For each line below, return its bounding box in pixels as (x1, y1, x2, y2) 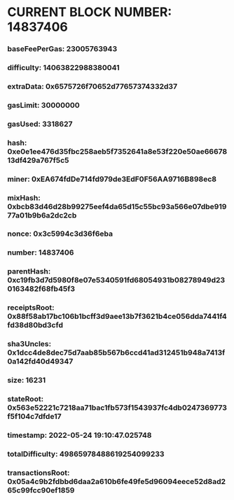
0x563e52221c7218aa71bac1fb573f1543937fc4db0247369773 (7, 403, 228, 413)
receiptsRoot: (7, 303, 55, 313)
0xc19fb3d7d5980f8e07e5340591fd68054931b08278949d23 (7, 276, 226, 285)
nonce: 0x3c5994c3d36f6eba (7, 229, 113, 238)
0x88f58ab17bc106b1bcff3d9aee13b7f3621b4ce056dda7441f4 (7, 312, 227, 322)
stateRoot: (7, 394, 44, 404)
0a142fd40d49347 (7, 357, 74, 366)
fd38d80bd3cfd (7, 320, 63, 330)
